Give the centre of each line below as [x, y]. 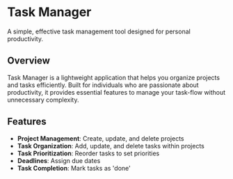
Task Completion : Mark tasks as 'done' [74, 168]
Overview [29, 61]
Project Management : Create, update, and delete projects [101, 138]
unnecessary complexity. [43, 100]
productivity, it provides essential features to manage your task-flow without [116, 92]
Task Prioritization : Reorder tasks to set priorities [88, 153]
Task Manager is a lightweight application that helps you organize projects [114, 77]
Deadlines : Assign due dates [59, 160]
